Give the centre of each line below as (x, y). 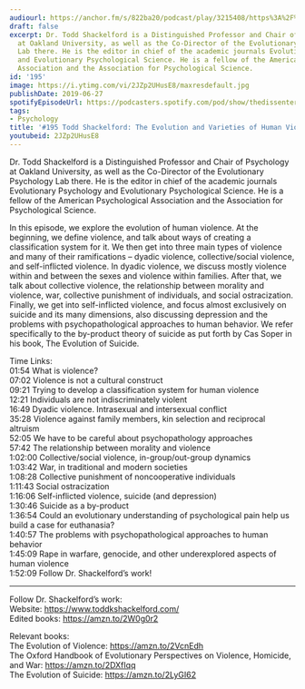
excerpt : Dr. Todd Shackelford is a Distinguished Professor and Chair (148, 34)
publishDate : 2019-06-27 (56, 94)
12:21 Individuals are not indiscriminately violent (98, 399)
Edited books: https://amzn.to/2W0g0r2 (84, 618)
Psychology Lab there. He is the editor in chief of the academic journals (143, 181)
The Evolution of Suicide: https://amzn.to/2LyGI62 (103, 674)
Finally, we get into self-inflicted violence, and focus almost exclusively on (148, 304)
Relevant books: (39, 635)
